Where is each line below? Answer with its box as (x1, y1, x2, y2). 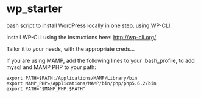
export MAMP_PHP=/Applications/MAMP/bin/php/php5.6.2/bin (6, 80, 157, 87)
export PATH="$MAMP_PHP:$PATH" (6, 85, 86, 92)
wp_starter (6, 2, 63, 16)
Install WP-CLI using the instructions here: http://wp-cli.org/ (6, 33, 157, 41)
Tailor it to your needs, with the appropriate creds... (6, 45, 135, 53)
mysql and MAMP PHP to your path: (6, 63, 96, 71)
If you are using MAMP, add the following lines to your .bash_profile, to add (6, 57, 195, 64)
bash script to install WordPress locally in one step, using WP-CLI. (6, 22, 172, 29)
